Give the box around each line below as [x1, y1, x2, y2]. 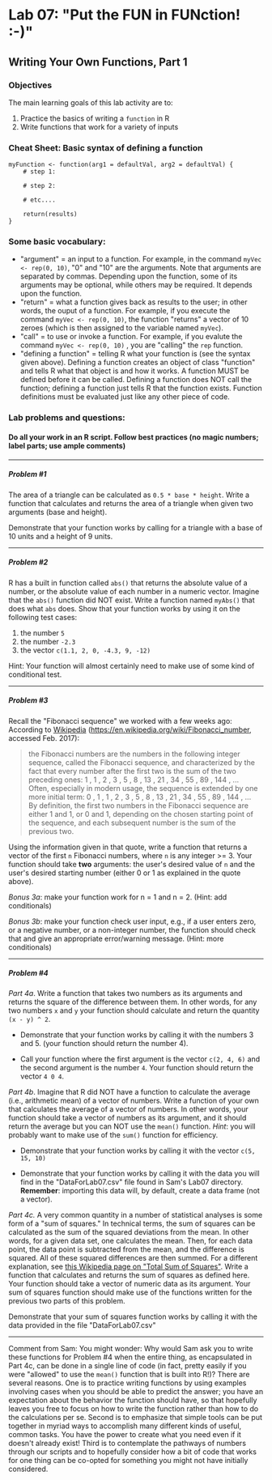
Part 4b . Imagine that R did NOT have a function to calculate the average [8, 1087, 251, 1097]
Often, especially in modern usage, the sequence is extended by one [28, 783, 258, 793]
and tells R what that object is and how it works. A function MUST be [19, 366, 249, 376]
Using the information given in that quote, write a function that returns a [8, 842, 248, 852]
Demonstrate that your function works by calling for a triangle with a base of [8, 522, 263, 532]
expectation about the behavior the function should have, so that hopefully [8, 1395, 257, 1406]
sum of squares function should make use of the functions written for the [8, 1287, 253, 1297]
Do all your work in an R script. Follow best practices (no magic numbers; [8, 432, 259, 442]
